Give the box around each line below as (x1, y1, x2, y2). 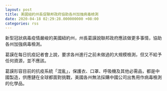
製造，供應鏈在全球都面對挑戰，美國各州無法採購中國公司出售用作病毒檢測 (9, 74, 162, 80)
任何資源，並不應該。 (5, 58, 49, 64)
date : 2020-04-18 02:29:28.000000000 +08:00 (5, 16, 99, 21)
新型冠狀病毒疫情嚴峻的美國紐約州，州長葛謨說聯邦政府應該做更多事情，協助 (5, 35, 162, 41)
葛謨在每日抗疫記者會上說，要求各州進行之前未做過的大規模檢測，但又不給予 (5, 52, 162, 58)
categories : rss (5, 21, 39, 26)
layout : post (5, 7, 32, 12)
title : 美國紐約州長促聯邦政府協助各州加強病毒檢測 (5, 12, 98, 17)
